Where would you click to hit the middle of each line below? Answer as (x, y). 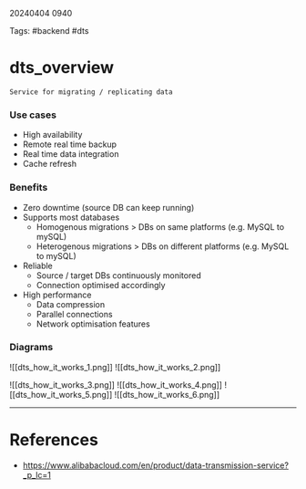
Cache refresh (50, 164)
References (54, 440)
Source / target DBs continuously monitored (119, 275)
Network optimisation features (93, 324)
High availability (52, 135)
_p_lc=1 (37, 474)
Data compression (71, 304)
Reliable (37, 265)
